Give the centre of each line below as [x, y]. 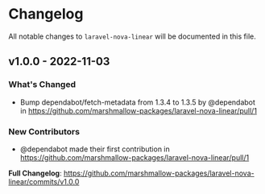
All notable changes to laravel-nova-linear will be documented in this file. [132, 36]
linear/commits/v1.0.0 [44, 181]
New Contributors [44, 131]
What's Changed [42, 85]
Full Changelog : [35, 173]
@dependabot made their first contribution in [95, 149]
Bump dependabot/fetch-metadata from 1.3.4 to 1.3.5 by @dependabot [138, 102]
